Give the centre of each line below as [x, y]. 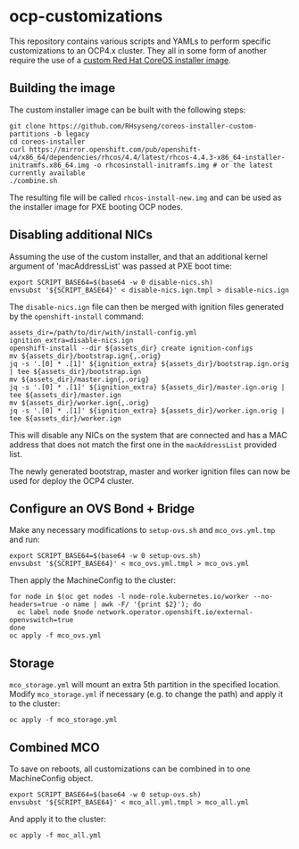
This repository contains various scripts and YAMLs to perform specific [140, 41]
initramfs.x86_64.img [50, 165]
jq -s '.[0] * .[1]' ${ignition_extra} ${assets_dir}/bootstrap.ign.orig [149, 363]
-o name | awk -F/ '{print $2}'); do [131, 604]
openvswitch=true [42, 620]
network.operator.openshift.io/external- [175, 612]
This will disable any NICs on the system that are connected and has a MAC [148, 435]
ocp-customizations [86, 17]
